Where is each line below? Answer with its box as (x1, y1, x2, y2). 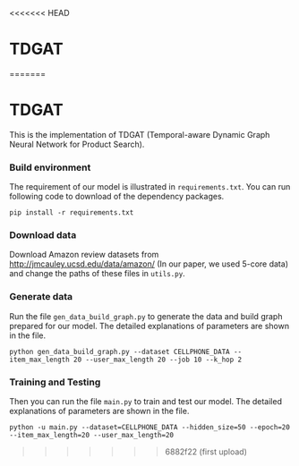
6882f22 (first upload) (165, 446, 248, 457)
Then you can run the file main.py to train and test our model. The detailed (9, 396, 282, 407)
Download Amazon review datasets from (9, 250, 159, 260)
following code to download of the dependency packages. (9, 191, 225, 202)
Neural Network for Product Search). (9, 139, 145, 149)
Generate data (9, 291, 73, 303)
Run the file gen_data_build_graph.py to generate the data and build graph (9, 310, 283, 321)
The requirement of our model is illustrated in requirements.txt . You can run (9, 182, 291, 192)
